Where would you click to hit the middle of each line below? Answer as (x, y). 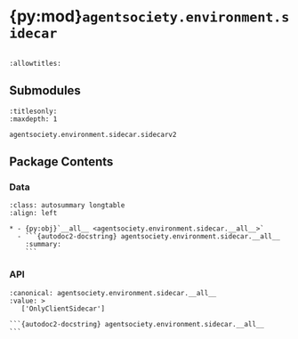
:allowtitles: (36, 63)
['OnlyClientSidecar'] (63, 309)
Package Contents (61, 162)
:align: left (33, 214)
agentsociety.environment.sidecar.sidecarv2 (93, 134)
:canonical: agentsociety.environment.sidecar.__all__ (113, 293)
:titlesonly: (33, 111)
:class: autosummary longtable (67, 206)
